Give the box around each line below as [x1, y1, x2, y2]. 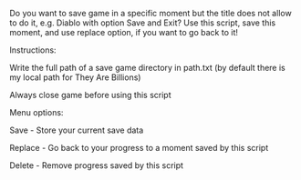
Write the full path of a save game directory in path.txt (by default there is [9, 63, 285, 73]
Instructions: [9, 45, 57, 55]
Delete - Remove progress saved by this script [9, 160, 184, 171]
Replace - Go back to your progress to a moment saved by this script [9, 143, 269, 153]
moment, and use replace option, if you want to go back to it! [9, 27, 239, 37]
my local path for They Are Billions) [9, 72, 141, 83]
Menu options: [9, 107, 64, 117]
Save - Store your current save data [9, 125, 144, 135]
